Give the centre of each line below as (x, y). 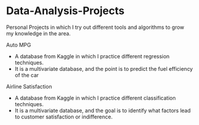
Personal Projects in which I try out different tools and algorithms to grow (95, 27)
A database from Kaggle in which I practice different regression (92, 56)
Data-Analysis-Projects (65, 11)
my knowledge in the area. (38, 33)
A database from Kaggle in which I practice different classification (95, 98)
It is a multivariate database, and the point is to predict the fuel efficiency (104, 68)
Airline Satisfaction (29, 86)
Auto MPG (19, 45)
